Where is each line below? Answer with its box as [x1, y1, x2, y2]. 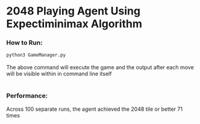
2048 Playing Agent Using [6, 4, 140, 18]
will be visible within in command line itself [6, 70, 112, 78]
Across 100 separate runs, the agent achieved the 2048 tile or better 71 [6, 105, 183, 113]
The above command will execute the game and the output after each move [6, 64, 194, 71]
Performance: [6, 91, 48, 100]
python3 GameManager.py [6, 52, 66, 58]
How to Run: [6, 39, 43, 47]
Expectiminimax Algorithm [6, 17, 143, 31]
